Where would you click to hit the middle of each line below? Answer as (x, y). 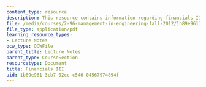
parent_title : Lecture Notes (44, 52)
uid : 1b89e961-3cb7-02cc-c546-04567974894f (63, 75)
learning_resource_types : (39, 35)
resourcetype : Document (37, 63)
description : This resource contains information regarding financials (100, 18)
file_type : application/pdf (42, 29)
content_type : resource (37, 12)
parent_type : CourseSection (42, 58)
